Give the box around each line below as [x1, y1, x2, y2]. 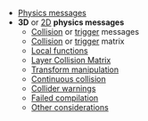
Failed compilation [30, 93, 99, 103]
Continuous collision [30, 74, 107, 84]
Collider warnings [30, 84, 96, 93]
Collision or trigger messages [30, 27, 140, 36]
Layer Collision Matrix [30, 55, 111, 65]
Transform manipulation [30, 64, 119, 75]
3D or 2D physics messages [17, 17, 125, 28]
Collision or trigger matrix [30, 36, 125, 46]
